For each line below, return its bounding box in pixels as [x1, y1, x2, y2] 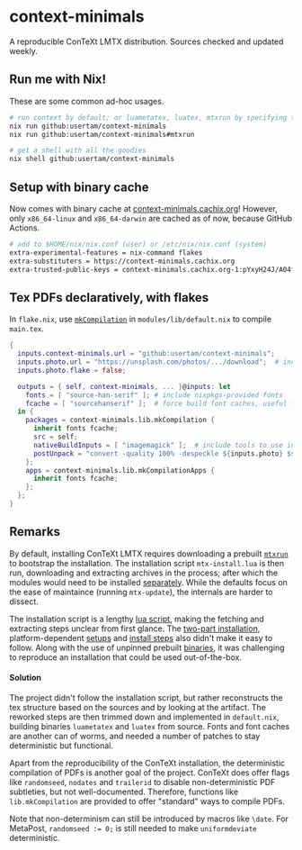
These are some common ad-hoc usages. [9, 95, 164, 106]
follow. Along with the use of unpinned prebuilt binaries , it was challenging [9, 642, 285, 653]
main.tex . [9, 323, 45, 334]
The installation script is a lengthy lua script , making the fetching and [9, 613, 265, 624]
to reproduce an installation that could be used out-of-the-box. [9, 651, 243, 663]
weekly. [9, 45, 38, 56]
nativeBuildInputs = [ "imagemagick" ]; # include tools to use [32, 440, 283, 449]
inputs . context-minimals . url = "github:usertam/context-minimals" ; [17, 349, 276, 358]
